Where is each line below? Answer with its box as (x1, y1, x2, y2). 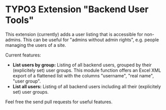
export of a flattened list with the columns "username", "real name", (12, 72, 154, 78)
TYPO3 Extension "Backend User (5, 4, 149, 15)
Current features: (5, 52, 42, 58)
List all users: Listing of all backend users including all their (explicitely (12, 83, 161, 90)
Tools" (5, 14, 34, 26)
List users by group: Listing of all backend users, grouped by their (12, 62, 152, 68)
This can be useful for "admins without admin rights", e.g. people (22, 37, 159, 43)
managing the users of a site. (5, 42, 67, 48)
